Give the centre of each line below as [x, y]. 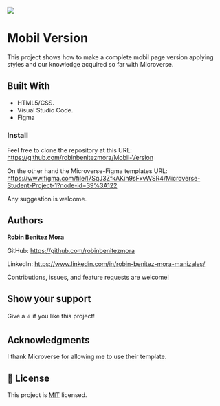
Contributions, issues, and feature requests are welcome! [88, 277]
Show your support [49, 299]
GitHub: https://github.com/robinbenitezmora [71, 250]
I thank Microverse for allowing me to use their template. [87, 357]
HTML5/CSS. [36, 103]
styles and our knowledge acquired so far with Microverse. [90, 64]
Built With [29, 86]
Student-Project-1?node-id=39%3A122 [62, 185]
